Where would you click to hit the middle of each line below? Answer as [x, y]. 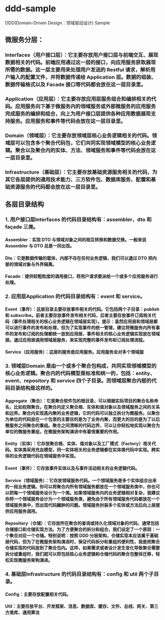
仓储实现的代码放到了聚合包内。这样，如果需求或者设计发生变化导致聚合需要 [82, 548]
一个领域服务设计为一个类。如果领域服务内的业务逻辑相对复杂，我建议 [89, 493]
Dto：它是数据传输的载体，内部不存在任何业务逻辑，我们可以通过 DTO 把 [79, 258]
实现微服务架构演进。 [31, 560]
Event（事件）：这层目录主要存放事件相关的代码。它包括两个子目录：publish [82, 309]
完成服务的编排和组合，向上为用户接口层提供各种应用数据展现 [78, 114]
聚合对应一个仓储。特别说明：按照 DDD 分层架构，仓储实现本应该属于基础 [84, 536]
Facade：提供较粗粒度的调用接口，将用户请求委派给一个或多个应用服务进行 [82, 277]
